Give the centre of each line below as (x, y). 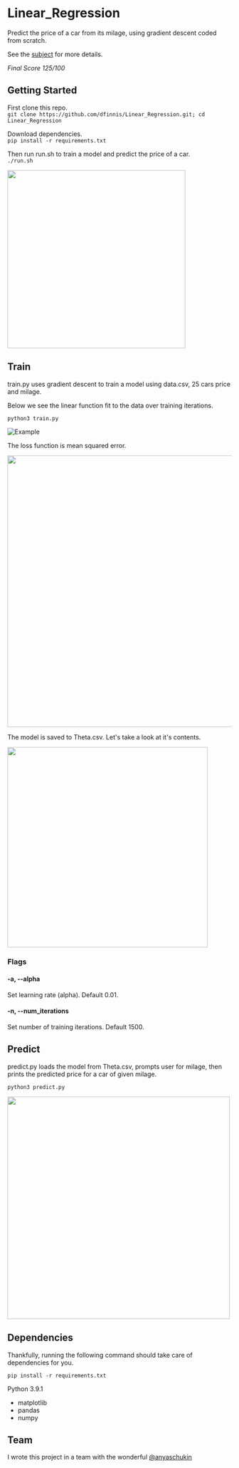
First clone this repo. (37, 108)
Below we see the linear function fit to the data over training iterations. (110, 405)
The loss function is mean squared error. (67, 445)
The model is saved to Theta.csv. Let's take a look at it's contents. (104, 737)
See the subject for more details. (55, 54)
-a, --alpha (24, 979)
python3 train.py (33, 418)
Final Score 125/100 (36, 68)
